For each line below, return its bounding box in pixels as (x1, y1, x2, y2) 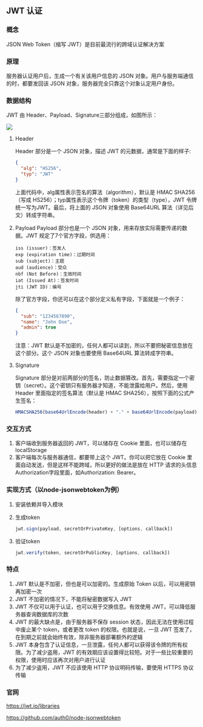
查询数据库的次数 (25, 610, 68, 617)
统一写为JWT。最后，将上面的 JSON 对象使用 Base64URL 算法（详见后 (15, 203, 194, 211)
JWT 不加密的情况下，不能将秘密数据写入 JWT (15, 595, 132, 602)
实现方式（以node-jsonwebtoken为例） (6, 485, 123, 494)
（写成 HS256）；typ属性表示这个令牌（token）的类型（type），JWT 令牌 (15, 196, 197, 203)
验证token (15, 537, 41, 544)
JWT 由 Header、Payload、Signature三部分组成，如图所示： (6, 111, 158, 119)
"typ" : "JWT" (21, 171, 54, 178)
